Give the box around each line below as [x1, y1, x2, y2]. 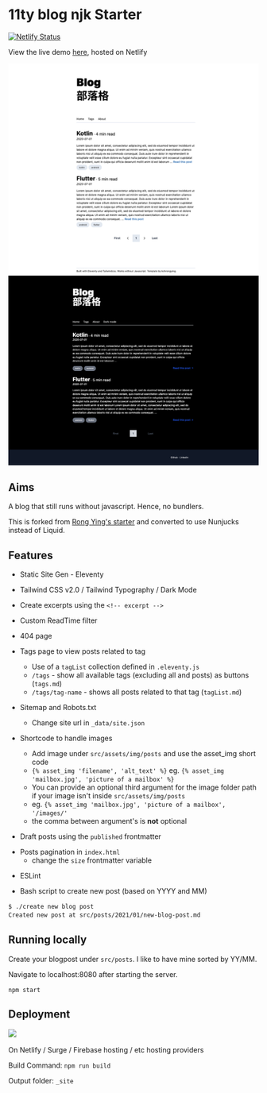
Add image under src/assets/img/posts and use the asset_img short [31, 749, 257, 759]
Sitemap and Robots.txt [19, 703, 97, 713]
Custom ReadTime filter [19, 616, 98, 625]
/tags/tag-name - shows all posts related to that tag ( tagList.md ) [31, 687, 242, 697]
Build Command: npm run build [8, 1060, 111, 1070]
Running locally [8, 933, 87, 947]
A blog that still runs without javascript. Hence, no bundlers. [8, 502, 204, 512]
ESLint [19, 871, 41, 881]
